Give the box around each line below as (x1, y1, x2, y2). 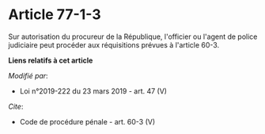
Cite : (8, 101, 24, 111)
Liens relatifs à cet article (8, 56, 93, 65)
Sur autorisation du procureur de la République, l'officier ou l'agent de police (8, 32, 258, 41)
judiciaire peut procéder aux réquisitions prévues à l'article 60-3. (8, 40, 220, 49)
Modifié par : (8, 71, 49, 80)
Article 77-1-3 (8, 6, 101, 24)
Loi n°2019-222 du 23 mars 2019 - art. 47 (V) (19, 86, 168, 96)
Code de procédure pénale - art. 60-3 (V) (19, 117, 156, 126)
